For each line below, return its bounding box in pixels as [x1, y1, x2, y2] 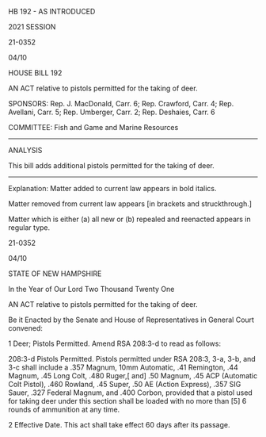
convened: [8, 324, 44, 332]
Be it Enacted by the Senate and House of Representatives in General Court [8, 315, 255, 324]
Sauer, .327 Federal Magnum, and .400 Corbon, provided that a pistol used [8, 388, 253, 397]
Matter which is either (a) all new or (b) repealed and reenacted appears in [8, 214, 251, 224]
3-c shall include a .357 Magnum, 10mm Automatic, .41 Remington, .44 [8, 362, 239, 372]
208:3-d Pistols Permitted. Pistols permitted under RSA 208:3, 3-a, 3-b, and [8, 355, 256, 363]
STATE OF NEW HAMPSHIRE [8, 269, 102, 278]
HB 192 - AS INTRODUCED [8, 7, 96, 16]
